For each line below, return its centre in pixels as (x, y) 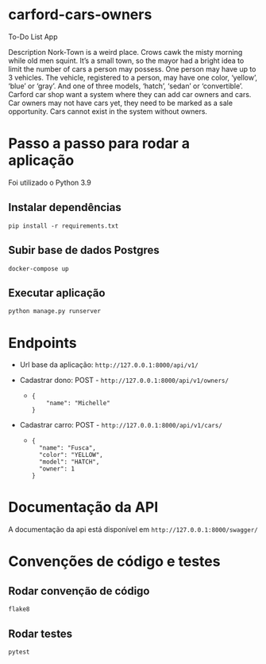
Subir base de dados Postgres (84, 250)
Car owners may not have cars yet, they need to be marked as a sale (120, 103)
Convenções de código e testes (114, 562)
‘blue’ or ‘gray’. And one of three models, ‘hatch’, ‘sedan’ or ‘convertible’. (126, 86)
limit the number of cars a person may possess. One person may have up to (132, 68)
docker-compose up (39, 268)
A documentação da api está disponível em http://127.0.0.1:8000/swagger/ (133, 529)
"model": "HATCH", (69, 462)
